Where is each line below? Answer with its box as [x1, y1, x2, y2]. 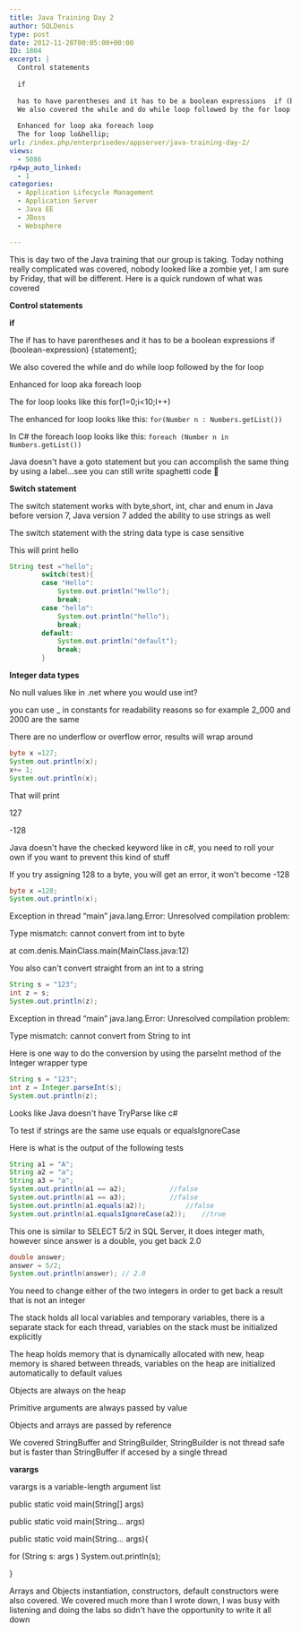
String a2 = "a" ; [9, 1168, 74, 1177]
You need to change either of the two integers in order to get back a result [9, 1285, 284, 1296]
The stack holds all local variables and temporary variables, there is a [9, 1312, 265, 1323]
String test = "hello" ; [9, 562, 94, 571]
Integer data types [9, 669, 80, 680]
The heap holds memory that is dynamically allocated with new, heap [9, 1349, 264, 1360]
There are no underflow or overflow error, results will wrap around [9, 731, 254, 742]
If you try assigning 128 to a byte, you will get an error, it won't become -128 [9, 868, 290, 879]
